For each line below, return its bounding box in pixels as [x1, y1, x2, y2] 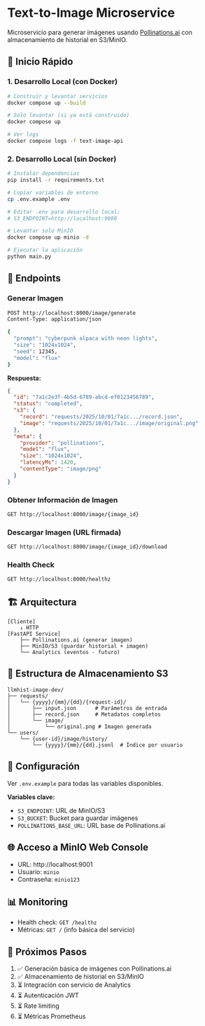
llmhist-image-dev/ [7, 686, 64, 693]
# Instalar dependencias [7, 170, 80, 177]
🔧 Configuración [7, 761, 80, 772]
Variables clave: [7, 793, 55, 801]
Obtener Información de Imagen [7, 495, 118, 505]
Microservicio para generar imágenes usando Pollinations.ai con [7, 28, 192, 36]
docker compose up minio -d [7, 234, 90, 241]
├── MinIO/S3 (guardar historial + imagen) [20, 643, 149, 650]
